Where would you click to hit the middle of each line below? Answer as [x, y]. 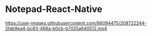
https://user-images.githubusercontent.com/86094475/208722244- [76, 23]
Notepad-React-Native [54, 9]
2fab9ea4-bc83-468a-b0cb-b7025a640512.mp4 [56, 28]
